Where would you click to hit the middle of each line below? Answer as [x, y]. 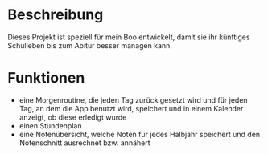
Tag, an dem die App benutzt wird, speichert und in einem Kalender [131, 108]
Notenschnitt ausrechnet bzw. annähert [85, 143]
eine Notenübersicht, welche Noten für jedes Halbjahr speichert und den [140, 134]
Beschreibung [56, 15]
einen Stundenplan [50, 125]
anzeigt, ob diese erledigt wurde [73, 117]
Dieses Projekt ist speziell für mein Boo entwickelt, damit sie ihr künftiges [129, 37]
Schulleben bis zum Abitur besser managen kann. [90, 45]
